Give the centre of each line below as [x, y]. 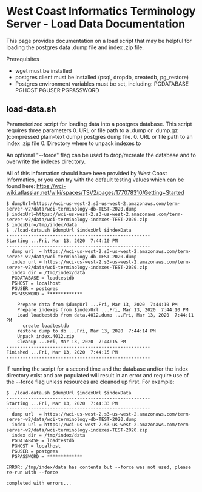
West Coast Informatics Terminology [101, 11]
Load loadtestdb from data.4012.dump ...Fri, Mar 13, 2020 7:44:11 [106, 315]
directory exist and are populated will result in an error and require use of [98, 375]
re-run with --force [32, 472]
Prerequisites [23, 59]
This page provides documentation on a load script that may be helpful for [99, 41]
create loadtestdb [45, 326]
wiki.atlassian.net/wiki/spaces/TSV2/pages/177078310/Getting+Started [95, 192]
